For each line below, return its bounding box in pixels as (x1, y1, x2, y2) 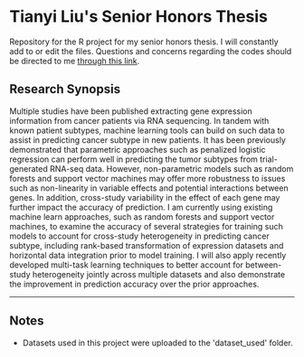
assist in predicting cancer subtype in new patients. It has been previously (9, 134, 287, 146)
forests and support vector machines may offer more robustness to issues (9, 173, 286, 183)
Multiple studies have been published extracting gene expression (9, 106, 252, 117)
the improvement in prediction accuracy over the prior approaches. (9, 278, 260, 289)
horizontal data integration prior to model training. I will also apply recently (9, 249, 287, 260)
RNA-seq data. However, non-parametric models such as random (49, 163, 294, 174)
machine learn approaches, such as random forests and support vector (9, 211, 275, 222)
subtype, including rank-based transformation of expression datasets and (9, 240, 284, 250)
